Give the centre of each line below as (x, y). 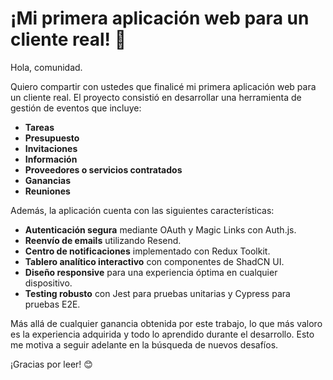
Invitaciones (51, 148)
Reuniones (47, 191)
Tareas (39, 127)
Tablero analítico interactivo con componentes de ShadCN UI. (154, 261)
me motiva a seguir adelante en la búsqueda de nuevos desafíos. (144, 344)
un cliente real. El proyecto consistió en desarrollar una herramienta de (156, 97)
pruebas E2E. (52, 304)
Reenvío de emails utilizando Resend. (103, 240)
